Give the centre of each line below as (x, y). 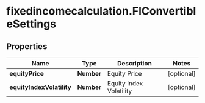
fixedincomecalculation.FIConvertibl (101, 11)
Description (135, 63)
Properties (27, 46)
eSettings (31, 24)
